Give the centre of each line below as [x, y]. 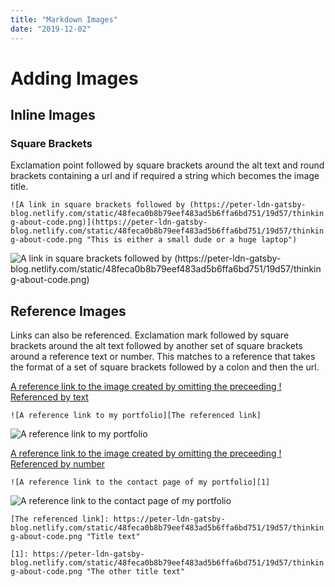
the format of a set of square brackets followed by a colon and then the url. [165, 367]
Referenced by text [49, 397]
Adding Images [74, 78]
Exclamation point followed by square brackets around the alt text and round [167, 165]
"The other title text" [136, 572]
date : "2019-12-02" [51, 29]
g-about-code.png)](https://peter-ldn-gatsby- [109, 222]
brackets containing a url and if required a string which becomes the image [165, 176]
